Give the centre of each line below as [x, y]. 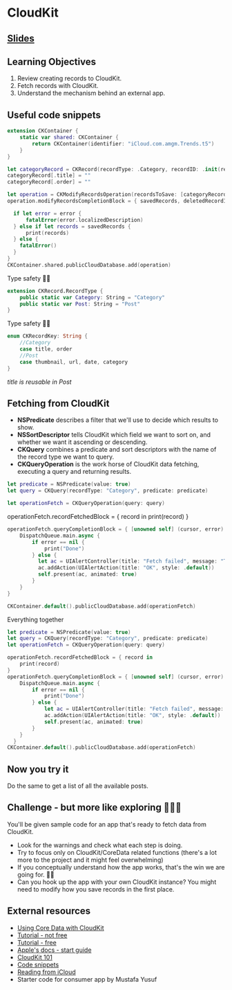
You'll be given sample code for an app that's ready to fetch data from [107, 824]
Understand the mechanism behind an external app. [91, 93]
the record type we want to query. [66, 457]
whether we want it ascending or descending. [82, 442]
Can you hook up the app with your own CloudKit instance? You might [117, 882]
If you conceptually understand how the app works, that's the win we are [121, 867]
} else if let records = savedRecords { [72, 227]
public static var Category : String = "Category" [93, 297]
